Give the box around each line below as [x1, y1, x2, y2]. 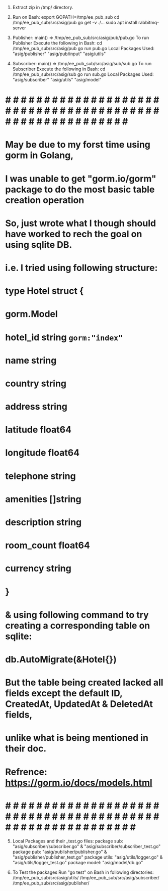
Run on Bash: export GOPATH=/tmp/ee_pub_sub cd [12, 14, 120, 20]
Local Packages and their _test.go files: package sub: [12, 838, 123, 844]
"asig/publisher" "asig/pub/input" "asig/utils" [12, 51, 106, 57]
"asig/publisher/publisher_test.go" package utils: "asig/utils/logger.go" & [12, 854, 163, 860]
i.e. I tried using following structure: [5, 262, 158, 274]
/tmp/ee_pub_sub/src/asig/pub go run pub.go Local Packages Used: [12, 46, 155, 51]
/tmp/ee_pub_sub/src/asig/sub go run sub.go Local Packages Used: [12, 71, 154, 77]
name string [5, 354, 57, 366]
